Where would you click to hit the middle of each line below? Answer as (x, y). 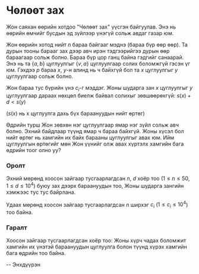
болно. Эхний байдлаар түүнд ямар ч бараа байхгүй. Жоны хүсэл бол (95, 131)
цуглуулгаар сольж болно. (40, 76)
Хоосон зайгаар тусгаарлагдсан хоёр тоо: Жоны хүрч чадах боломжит (96, 241)
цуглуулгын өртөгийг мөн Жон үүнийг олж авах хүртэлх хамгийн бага (95, 144)
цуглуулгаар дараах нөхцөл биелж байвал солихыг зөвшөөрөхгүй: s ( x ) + (99, 95)
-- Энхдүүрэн (23, 264)
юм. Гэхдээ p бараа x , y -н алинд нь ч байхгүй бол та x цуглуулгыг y (92, 70)
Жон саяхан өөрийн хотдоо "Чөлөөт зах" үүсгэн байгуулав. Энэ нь (91, 27)
